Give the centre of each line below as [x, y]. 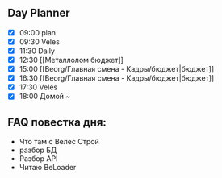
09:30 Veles [39, 41]
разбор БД [38, 150]
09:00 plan [38, 32]
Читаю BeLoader [48, 168]
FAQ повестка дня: [57, 122]
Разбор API [38, 159]
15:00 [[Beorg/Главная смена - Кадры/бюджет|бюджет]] [117, 69]
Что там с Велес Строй [59, 142]
